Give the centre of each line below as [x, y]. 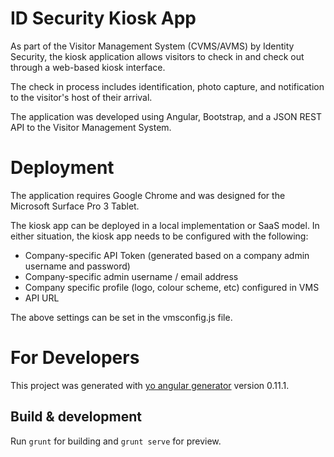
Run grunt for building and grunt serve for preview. [116, 441]
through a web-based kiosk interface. [88, 67]
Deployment [62, 168]
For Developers [75, 358]
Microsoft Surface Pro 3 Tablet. [75, 206]
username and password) [77, 266]
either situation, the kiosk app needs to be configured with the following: [159, 236]
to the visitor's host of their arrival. [81, 97]
